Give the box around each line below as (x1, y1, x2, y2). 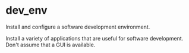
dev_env (5, 4, 48, 17)
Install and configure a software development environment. (5, 23, 150, 30)
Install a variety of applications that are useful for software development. (5, 35, 184, 42)
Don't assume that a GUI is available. (5, 41, 96, 48)
